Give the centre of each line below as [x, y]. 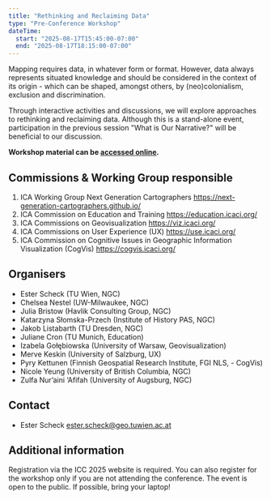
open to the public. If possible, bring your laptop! [90, 487]
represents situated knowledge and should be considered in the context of [133, 78]
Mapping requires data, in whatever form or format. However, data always [131, 69]
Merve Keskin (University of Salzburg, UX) [91, 354]
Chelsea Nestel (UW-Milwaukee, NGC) [85, 302]
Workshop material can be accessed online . [84, 152]
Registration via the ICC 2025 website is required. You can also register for [133, 470]
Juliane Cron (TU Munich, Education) [82, 336]
